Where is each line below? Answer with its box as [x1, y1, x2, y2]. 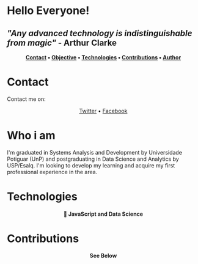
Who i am [7, 129, 56, 142]
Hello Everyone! [7, 4, 90, 18]
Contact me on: [7, 95, 46, 103]
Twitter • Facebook [79, 107, 128, 114]
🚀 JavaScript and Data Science [64, 210, 143, 218]
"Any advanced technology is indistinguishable [7, 28, 193, 38]
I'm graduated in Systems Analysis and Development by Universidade [7, 148, 183, 156]
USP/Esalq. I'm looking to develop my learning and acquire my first [7, 161, 175, 169]
